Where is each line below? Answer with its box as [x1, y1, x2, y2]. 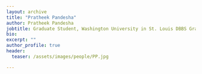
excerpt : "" [6, 37, 36, 43]
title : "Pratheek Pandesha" [6, 14, 77, 20]
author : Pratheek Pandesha [6, 20, 74, 26]
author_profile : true [6, 43, 61, 49]
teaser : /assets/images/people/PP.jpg [11, 54, 109, 60]
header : [6, 48, 26, 54]
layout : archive [6, 8, 47, 15]
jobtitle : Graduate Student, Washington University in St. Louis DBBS [6, 25, 187, 32]
